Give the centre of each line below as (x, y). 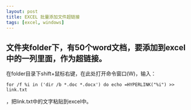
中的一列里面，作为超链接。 (56, 58)
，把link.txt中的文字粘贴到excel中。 (49, 102)
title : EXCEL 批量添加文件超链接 (43, 17)
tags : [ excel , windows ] (35, 22)
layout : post (22, 11)
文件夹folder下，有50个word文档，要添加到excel (96, 47)
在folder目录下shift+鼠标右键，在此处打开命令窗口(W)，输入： (81, 74)
